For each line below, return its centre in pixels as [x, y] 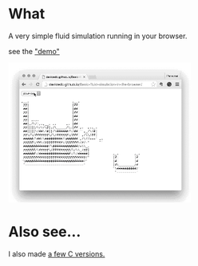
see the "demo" [34, 51]
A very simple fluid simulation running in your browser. [98, 36]
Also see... [45, 232]
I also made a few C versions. [57, 254]
